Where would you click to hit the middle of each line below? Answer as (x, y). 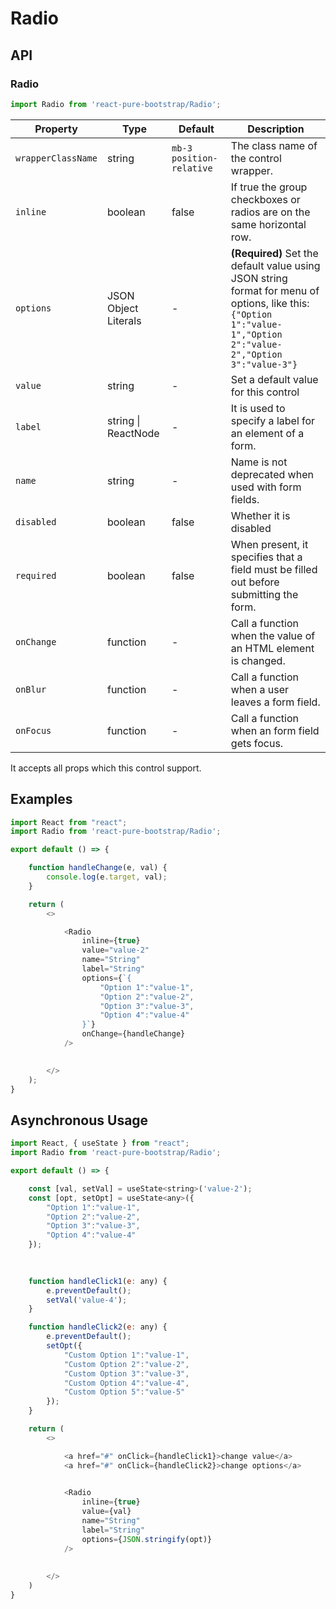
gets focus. (257, 743)
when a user (259, 689)
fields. (245, 499)
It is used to (258, 408)
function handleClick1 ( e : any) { (98, 1281)
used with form (266, 487)
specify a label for (273, 420)
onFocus (33, 730)
